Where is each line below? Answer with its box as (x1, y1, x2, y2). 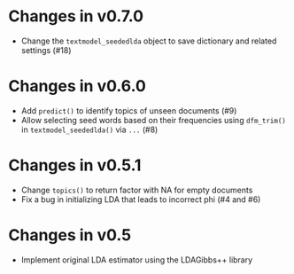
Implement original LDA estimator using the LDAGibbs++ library (20, 254, 253, 265)
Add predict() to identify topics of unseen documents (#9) (20, 105, 237, 116)
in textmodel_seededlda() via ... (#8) (20, 124, 159, 135)
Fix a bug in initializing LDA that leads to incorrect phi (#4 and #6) (20, 193, 261, 205)
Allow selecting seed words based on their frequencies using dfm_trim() (20, 114, 287, 125)
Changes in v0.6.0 (8, 76, 147, 97)
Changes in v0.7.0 (8, 6, 143, 27)
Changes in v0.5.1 (8, 155, 142, 176)
